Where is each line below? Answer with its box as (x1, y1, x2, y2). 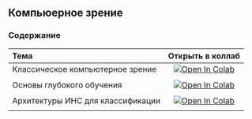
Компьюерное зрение (8, 6, 124, 20)
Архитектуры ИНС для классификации (12, 95, 160, 106)
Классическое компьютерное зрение (12, 63, 157, 74)
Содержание (8, 30, 62, 41)
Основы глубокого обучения (12, 79, 122, 90)
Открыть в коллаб (167, 50, 241, 61)
